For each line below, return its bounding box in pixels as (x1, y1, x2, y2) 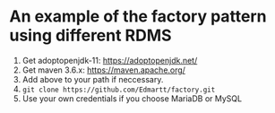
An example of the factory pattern (9, 6, 267, 27)
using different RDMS (9, 25, 172, 46)
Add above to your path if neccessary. (21, 74, 164, 84)
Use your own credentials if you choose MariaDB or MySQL (21, 92, 243, 104)
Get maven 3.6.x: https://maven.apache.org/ (21, 65, 186, 75)
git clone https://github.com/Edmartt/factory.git (21, 85, 216, 94)
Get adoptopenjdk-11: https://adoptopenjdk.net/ (21, 55, 198, 65)
